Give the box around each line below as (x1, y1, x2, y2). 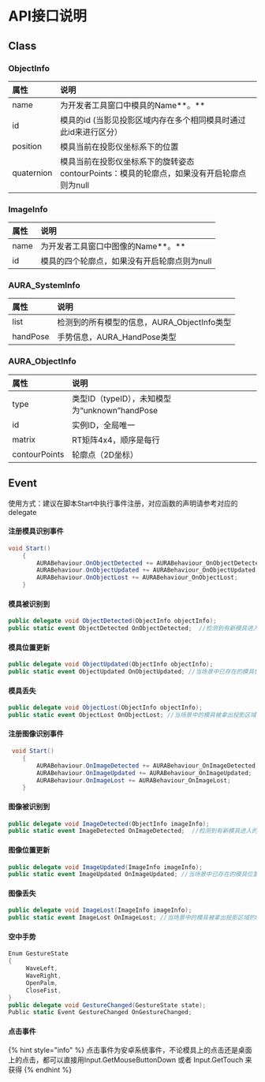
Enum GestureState (8, 950, 69, 958)
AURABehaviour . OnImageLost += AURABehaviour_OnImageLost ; (36, 776, 231, 785)
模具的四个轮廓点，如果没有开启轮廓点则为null (40, 256, 212, 267)
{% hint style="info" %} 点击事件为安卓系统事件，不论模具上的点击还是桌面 (8, 1046, 252, 1055)
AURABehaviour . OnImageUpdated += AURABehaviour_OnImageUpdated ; (36, 769, 252, 777)
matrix (12, 434, 36, 445)
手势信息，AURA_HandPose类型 (57, 332, 177, 343)
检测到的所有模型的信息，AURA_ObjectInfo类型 (57, 317, 232, 328)
